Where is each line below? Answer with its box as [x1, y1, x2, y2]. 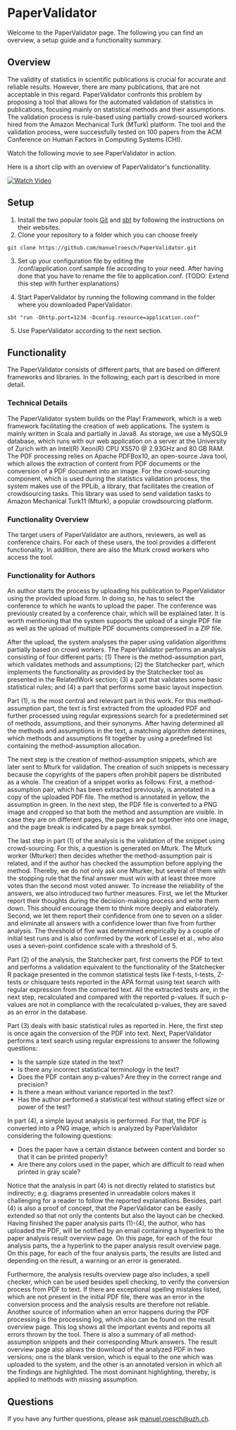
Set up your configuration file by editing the [17, 256, 144, 265]
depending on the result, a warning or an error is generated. [7, 1256, 182, 1265]
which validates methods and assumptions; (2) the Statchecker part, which [7, 661, 225, 669]
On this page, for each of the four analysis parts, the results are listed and [7, 1249, 222, 1258]
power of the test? [17, 1103, 71, 1111]
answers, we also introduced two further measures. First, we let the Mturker [7, 889, 228, 898]
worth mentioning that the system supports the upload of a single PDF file [7, 617, 222, 625]
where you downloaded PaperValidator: [17, 300, 132, 309]
